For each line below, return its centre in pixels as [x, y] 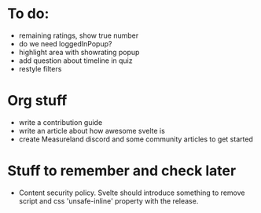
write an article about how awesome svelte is [92, 130]
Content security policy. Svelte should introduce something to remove [132, 193]
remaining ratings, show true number [79, 35]
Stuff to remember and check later [122, 171]
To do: [28, 14]
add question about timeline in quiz [75, 61]
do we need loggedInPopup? [65, 43]
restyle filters [40, 68]
